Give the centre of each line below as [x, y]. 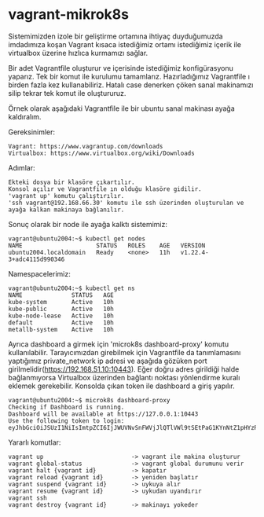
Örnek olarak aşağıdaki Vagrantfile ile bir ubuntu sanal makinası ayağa [122, 108]
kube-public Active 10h [61, 309]
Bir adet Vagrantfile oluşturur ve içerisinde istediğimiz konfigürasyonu [121, 68]
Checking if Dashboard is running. [66, 407]
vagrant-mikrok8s [69, 15]
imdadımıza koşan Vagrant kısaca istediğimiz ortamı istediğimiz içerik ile [125, 44]
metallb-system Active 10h [61, 329]
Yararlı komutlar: [35, 442]
